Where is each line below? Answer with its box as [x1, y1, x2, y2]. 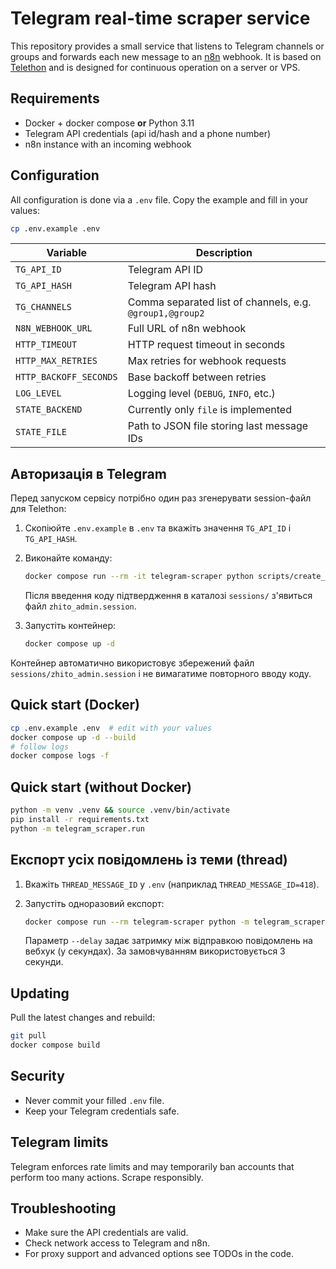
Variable [46, 246, 88, 260]
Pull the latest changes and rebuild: [10, 1012, 156, 1024]
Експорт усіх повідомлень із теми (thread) [10, 852, 288, 869]
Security [10, 1068, 65, 1085]
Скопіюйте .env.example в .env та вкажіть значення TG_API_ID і [24, 522, 292, 534]
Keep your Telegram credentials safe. [24, 1105, 180, 1117]
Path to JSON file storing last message [127, 419, 309, 433]
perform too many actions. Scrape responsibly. [10, 1171, 204, 1183]
